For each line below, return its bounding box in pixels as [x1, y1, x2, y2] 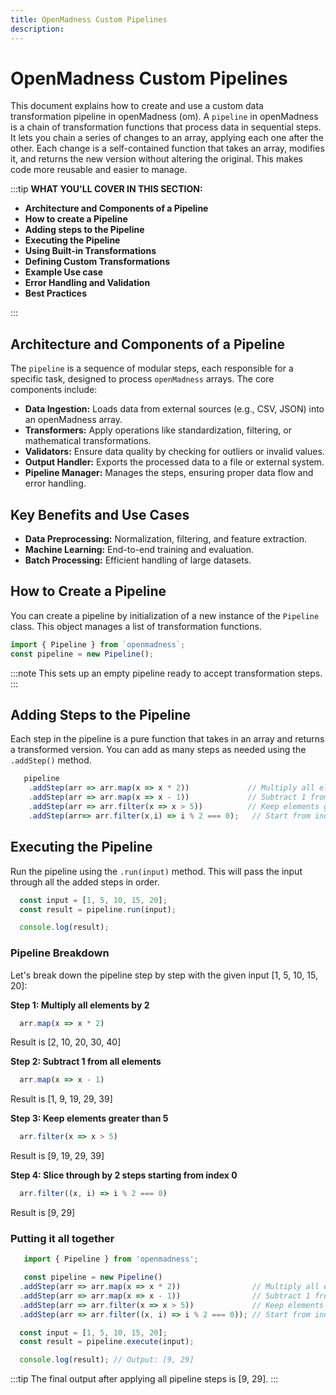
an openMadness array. [24, 414, 123, 426]
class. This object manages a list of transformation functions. [10, 620, 262, 632]
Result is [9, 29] [10, 1207, 76, 1219]
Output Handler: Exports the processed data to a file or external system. [24, 456, 325, 468]
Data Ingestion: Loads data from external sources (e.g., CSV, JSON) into [24, 403, 325, 415]
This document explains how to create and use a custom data [10, 100, 264, 112]
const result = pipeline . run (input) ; [19, 904, 177, 915]
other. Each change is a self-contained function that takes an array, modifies [10, 142, 325, 155]
